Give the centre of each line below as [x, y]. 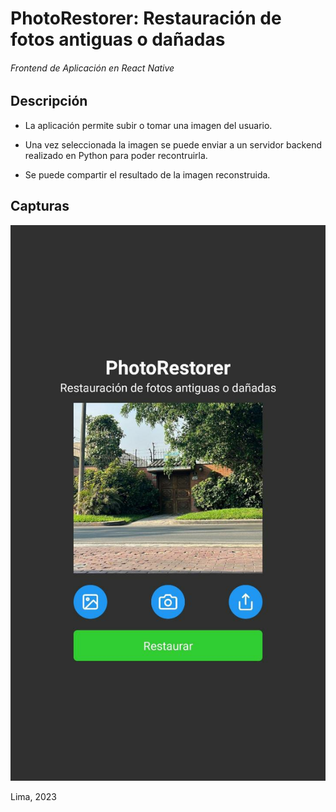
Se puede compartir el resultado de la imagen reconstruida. [147, 174]
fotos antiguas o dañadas [118, 39]
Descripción [49, 101]
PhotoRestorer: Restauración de [146, 18]
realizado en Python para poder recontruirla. [116, 155]
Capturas [40, 206]
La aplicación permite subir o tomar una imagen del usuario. [148, 125]
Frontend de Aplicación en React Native [92, 68]
